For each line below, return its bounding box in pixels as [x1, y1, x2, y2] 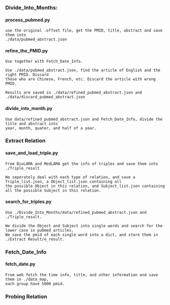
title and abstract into [5, 121, 58, 126]
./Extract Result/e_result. [5, 236, 65, 242]
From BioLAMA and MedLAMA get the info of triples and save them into [5, 161, 158, 167]
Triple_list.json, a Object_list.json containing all [5, 179, 122, 184]
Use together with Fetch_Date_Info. [5, 59, 83, 64]
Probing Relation [5, 293, 47, 300]
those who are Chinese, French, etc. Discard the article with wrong [5, 77, 156, 82]
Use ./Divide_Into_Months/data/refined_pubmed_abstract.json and [5, 210, 147, 215]
